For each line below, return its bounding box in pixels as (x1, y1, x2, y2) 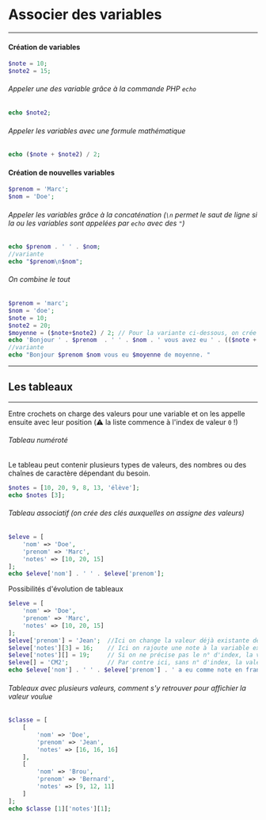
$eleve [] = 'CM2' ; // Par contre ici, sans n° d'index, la (8, 659, 243, 667)
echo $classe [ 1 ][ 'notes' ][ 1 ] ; (8, 804, 112, 813)
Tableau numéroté (8, 435, 69, 445)
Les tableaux (8, 380, 74, 394)
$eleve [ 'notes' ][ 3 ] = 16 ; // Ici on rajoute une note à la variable (8, 644, 249, 652)
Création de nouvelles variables (8, 167, 115, 177)
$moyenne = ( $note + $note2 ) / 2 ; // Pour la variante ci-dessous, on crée (8, 329, 257, 337)
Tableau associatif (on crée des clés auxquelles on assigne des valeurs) (8, 508, 245, 518)
